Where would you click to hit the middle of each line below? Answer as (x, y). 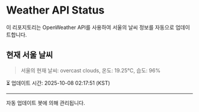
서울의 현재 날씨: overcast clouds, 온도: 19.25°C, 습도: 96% (91, 70)
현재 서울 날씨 (30, 55)
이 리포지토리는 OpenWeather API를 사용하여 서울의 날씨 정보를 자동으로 (90, 27)
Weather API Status (55, 10)
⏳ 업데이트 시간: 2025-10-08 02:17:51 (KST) (58, 83)
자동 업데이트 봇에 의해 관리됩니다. (46, 103)
